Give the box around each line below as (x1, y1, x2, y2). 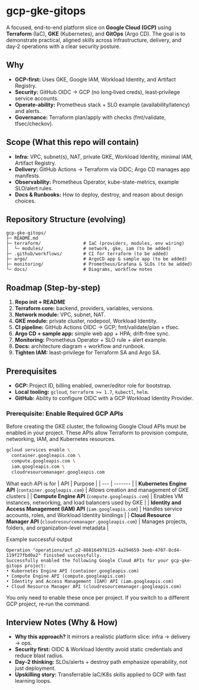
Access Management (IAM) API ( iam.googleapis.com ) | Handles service (6, 505, 183, 512)
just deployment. (14, 664, 56, 672)
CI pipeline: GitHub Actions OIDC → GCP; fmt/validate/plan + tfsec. (14, 324, 180, 331)
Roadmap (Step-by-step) (6, 282, 101, 292)
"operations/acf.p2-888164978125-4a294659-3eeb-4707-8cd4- (32, 547, 182, 553)
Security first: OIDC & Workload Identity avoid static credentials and (14, 646, 183, 653)
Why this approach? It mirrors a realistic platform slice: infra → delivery (14, 633, 191, 640)
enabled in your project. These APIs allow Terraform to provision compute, (6, 429, 188, 436)
